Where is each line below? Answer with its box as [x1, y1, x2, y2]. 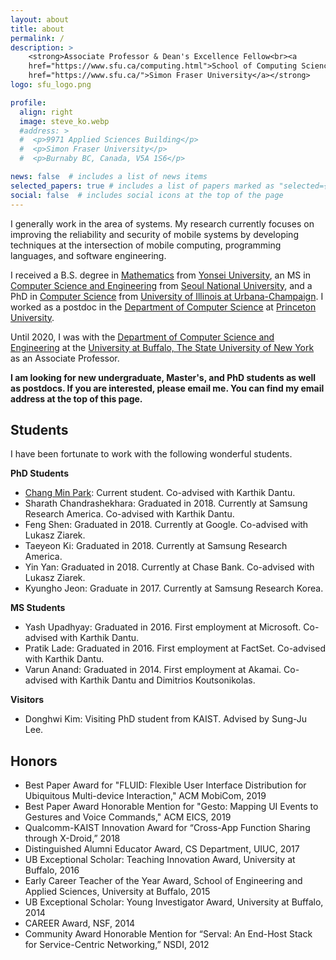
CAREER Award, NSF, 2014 [24, 917, 136, 930]
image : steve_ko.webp [19, 116, 110, 126]
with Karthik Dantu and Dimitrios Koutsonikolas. [59, 674, 256, 686]
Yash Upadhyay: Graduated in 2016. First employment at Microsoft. [24, 621, 302, 633]
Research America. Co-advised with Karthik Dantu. [24, 508, 235, 520]
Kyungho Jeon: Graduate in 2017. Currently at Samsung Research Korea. [24, 582, 324, 595]
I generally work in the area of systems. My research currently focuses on [10, 217, 315, 230]
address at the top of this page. [10, 392, 143, 405]
